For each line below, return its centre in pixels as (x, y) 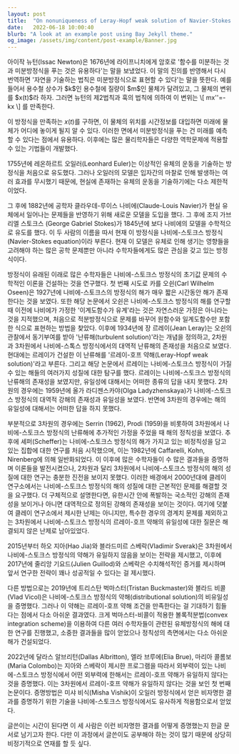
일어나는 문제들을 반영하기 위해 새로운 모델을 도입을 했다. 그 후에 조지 (122, 214)
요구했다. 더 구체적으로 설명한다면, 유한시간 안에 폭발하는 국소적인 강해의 (116, 495)
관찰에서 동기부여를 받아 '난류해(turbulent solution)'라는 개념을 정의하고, (109, 337)
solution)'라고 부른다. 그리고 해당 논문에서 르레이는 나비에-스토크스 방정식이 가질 (119, 364)
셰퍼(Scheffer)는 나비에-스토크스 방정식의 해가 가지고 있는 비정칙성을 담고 (123, 442)
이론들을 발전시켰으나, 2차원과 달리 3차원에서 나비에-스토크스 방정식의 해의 (119, 468)
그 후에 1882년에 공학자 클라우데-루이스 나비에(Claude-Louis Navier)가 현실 (114, 206)
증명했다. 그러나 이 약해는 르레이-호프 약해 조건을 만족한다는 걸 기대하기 (114, 606)
